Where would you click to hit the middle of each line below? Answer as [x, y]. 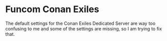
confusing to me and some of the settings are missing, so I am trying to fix [84, 28]
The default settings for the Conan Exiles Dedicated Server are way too [80, 23]
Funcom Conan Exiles [52, 9]
